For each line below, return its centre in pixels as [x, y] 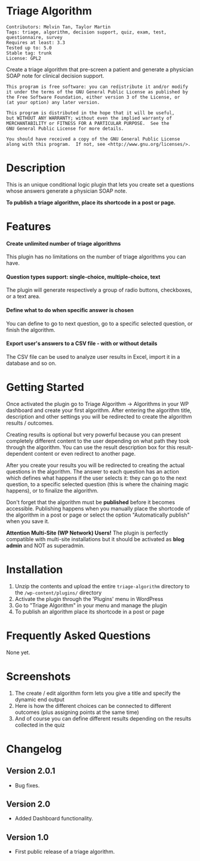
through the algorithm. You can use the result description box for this [91, 447]
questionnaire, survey [34, 37]
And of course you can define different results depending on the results [103, 718]
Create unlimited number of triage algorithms [64, 243]
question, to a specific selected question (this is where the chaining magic [98, 484]
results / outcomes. [30, 423]
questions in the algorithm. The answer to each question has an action [93, 471]
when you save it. [28, 521]
